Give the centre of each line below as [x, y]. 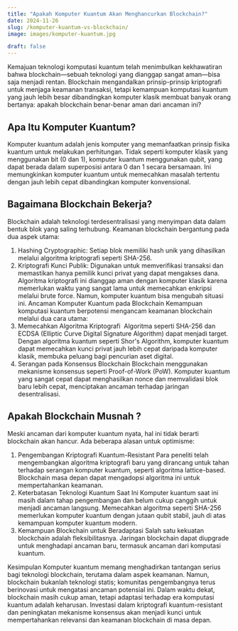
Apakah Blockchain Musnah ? [75, 417]
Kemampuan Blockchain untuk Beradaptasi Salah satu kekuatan [111, 530]
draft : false [27, 47]
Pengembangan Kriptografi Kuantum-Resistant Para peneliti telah [113, 455]
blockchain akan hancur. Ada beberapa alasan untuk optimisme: [101, 441]
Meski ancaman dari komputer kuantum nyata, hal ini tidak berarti [103, 433]
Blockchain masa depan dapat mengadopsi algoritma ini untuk [109, 477]
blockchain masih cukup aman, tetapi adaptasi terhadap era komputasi [111, 597]
